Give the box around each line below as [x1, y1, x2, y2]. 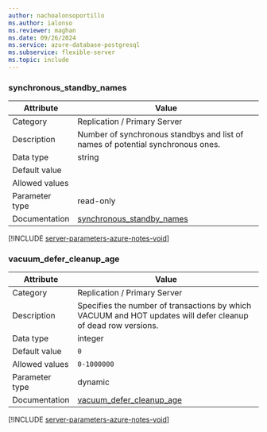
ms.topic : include [8, 56, 69, 64]
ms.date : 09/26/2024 [8, 33, 77, 42]
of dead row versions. [77, 320, 159, 331]
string [77, 152, 99, 163]
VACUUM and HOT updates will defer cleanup [77, 310, 249, 322]
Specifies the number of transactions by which [77, 300, 252, 311]
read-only [77, 195, 116, 206]
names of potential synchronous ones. [77, 139, 221, 150]
